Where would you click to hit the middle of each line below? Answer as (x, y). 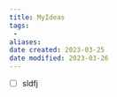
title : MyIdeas (37, 17)
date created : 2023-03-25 (57, 50)
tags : (19, 26)
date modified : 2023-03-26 (59, 58)
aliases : (25, 42)
